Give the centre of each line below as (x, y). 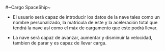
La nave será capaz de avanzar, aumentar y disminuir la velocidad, (82, 38)
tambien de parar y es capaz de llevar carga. (60, 43)
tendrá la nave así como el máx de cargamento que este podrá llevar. (85, 28)
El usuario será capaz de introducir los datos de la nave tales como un (86, 17)
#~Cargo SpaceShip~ (28, 7)
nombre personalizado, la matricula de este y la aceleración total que (85, 22)
